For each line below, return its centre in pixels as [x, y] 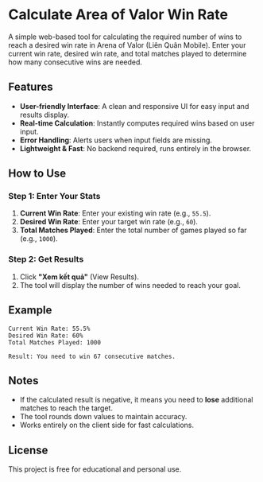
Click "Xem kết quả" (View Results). [79, 277]
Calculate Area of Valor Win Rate [118, 15]
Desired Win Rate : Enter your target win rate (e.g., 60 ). [109, 222]
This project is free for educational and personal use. [95, 469]
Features [31, 87]
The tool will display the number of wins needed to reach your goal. [130, 285]
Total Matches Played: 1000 [55, 342]
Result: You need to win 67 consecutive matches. [92, 356]
